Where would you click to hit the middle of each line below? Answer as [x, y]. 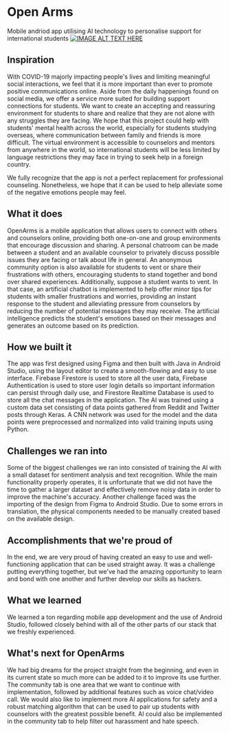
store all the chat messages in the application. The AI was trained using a [111, 400]
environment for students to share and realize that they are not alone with [111, 113]
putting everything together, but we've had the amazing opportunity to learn [115, 571]
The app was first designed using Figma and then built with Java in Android [114, 364]
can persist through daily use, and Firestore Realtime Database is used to [111, 393]
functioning [23, 564]
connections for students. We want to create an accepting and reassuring [111, 106]
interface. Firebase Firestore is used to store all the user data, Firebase [107, 378]
